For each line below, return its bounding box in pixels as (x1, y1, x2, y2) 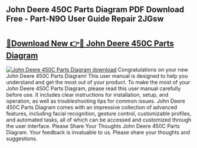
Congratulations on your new (117, 66, 189, 73)
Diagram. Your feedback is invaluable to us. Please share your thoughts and (6, 129, 191, 136)
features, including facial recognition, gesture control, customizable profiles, (6, 110, 192, 117)
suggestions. (6, 135, 38, 142)
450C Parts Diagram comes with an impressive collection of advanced (6, 104, 178, 111)
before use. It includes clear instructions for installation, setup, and (6, 91, 169, 98)
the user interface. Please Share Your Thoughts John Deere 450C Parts (6, 123, 180, 129)
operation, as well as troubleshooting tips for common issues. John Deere (6, 97, 186, 104)
